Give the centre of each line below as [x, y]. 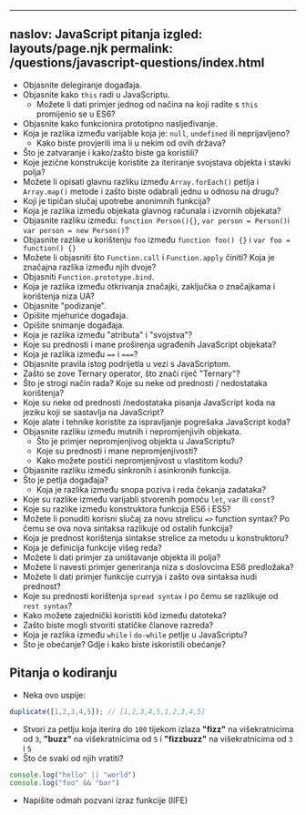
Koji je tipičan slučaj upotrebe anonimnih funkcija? [117, 200]
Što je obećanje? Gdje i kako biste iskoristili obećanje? [124, 644]
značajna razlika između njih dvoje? [89, 267]
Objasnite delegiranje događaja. [82, 85]
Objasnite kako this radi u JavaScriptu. [96, 94]
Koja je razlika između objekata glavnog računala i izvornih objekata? [152, 210]
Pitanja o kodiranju [63, 673]
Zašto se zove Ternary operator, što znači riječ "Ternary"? [131, 373]
